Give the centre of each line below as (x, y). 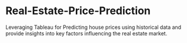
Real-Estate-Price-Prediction (78, 11)
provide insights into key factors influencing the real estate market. (86, 33)
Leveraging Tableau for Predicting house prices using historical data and (93, 27)
